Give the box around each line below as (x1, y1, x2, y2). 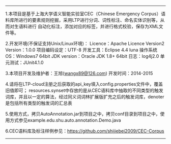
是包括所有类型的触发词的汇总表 (5, 100, 72, 106)
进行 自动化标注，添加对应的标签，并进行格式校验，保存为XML (27, 23, 159, 29)
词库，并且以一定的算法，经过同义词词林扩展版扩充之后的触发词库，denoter (5, 94, 164, 99)
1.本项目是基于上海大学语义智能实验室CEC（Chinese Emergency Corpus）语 (5, 11, 166, 17)
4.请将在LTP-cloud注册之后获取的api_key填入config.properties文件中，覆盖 (5, 81, 163, 87)
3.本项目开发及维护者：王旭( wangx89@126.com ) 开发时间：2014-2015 (5, 70, 153, 76)
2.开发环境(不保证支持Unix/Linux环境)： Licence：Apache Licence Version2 (5, 41, 164, 46)
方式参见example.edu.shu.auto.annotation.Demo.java (9, 117, 121, 123)
